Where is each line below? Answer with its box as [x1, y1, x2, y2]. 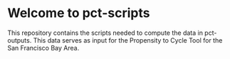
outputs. [7, 36, 32, 44]
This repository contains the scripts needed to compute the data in [7, 28, 203, 37]
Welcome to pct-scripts [7, 5, 150, 21]
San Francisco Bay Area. [7, 43, 80, 52]
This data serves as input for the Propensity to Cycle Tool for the [33, 36, 223, 44]
